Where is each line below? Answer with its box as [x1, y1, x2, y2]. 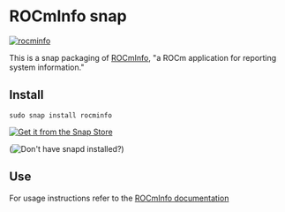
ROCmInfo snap [9, 6, 127, 26]
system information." [9, 62, 85, 72]
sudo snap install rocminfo [9, 110, 113, 120]
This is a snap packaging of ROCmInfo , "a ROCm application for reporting [9, 52, 277, 63]
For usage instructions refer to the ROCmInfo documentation [9, 193, 229, 203]
